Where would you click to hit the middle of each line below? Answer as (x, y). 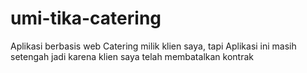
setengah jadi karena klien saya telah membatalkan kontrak (132, 56)
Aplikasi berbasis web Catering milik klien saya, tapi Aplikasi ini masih (153, 46)
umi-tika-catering (86, 18)
